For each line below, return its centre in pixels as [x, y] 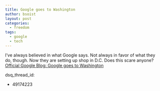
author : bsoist [21, 14]
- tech [16, 41]
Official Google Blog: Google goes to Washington [54, 65]
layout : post [18, 18]
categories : [17, 23]
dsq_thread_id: [20, 75]
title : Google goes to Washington [40, 9]
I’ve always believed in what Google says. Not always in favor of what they [80, 55]
